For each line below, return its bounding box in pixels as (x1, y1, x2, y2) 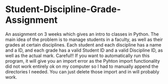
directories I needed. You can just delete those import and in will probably (5, 68, 160, 74)
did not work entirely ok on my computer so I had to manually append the (5, 63, 159, 69)
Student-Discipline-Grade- (5, 4, 121, 15)
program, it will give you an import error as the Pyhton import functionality (5, 58, 160, 64)
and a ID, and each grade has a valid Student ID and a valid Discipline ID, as (5, 47, 163, 53)
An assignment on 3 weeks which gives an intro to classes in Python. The (5, 31, 159, 37)
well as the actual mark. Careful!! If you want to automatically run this (5, 52, 150, 59)
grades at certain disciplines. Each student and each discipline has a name (5, 41, 161, 48)
